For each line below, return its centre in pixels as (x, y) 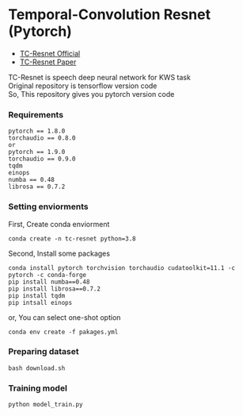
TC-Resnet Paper (48, 62)
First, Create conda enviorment (59, 224)
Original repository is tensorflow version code (83, 86)
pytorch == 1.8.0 (37, 131)
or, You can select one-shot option (65, 317)
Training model (38, 388)
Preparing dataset (44, 352)
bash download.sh (37, 368)
